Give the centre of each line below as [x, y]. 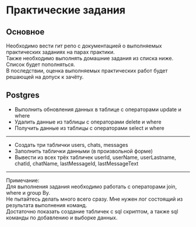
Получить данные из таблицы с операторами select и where [89, 128]
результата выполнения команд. [47, 205]
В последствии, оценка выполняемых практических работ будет [87, 70]
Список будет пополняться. [41, 64]
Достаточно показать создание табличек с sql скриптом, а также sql [92, 211]
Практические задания [66, 10]
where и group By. [28, 192]
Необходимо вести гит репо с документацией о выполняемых [84, 46]
